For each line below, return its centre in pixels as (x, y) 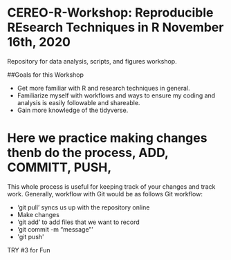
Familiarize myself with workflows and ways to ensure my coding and (116, 95)
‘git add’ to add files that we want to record (78, 222)
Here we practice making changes (107, 138)
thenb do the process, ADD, (88, 153)
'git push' (30, 236)
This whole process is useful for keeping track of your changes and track (111, 186)
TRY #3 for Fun (29, 250)
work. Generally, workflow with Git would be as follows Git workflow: (105, 194)
